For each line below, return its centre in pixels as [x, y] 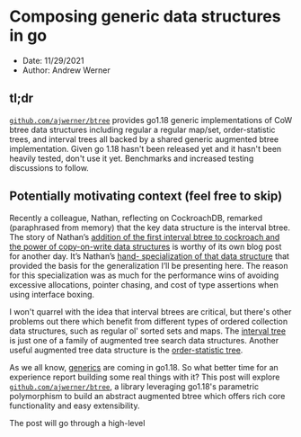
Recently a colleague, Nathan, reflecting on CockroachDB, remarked [136, 218]
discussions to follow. [49, 167]
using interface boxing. [52, 294]
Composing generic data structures [145, 17]
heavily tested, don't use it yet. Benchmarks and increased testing [132, 158]
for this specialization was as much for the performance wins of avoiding [144, 275]
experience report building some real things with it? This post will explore [145, 377]
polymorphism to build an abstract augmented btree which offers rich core [147, 396]
